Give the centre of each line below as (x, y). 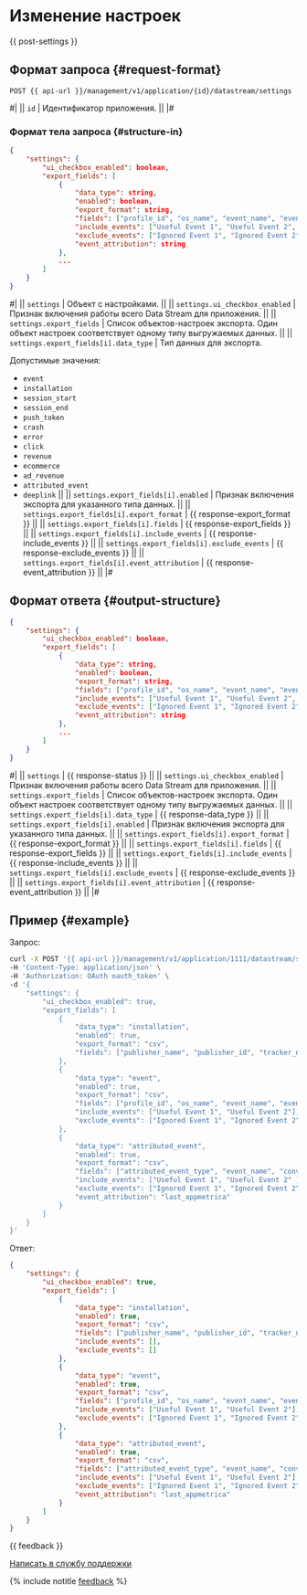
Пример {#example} (70, 920)
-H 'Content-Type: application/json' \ (85, 968)
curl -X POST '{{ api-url (58, 959)
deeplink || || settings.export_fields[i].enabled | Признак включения (158, 494)
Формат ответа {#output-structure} (115, 601)
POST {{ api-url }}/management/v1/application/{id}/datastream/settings (151, 91)
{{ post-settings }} (44, 41)
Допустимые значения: (55, 360)
